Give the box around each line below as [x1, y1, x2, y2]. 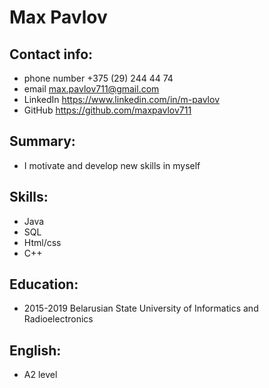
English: [9, 342, 62, 359]
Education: [9, 276, 79, 293]
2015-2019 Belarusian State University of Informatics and [23, 302, 259, 315]
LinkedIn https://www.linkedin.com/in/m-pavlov [23, 94, 220, 105]
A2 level [23, 369, 58, 381]
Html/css [23, 236, 62, 248]
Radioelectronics [23, 313, 94, 325]
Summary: [9, 133, 76, 150]
